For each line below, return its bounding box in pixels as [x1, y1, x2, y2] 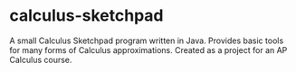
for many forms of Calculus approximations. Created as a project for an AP [9, 44, 288, 55]
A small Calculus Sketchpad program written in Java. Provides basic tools [9, 35, 284, 46]
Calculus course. [9, 54, 72, 65]
